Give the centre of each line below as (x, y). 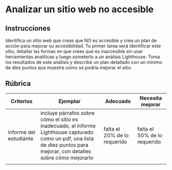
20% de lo (116, 135)
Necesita (151, 98)
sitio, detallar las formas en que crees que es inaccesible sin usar (74, 51)
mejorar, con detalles (66, 151)
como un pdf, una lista (67, 138)
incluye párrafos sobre (67, 113)
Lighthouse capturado (67, 132)
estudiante (20, 138)
